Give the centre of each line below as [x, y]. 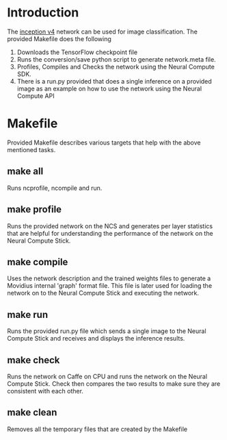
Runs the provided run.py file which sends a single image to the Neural [107, 331]
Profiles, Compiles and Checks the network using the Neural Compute [116, 66]
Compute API [36, 96]
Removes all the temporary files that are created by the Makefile [97, 429]
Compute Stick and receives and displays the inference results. [96, 339]
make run [28, 314]
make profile [35, 209]
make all [25, 172]
